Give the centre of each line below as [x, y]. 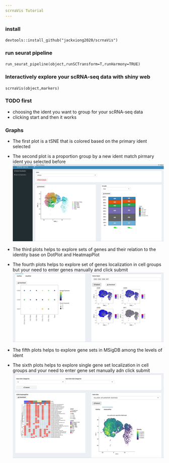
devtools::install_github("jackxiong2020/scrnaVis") [62, 40]
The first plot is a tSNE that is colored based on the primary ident [80, 141]
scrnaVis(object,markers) [32, 88]
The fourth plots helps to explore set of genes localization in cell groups [87, 264]
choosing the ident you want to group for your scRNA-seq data [78, 112]
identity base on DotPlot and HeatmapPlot [56, 255]
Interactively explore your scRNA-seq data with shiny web [78, 77]
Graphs [14, 130]
